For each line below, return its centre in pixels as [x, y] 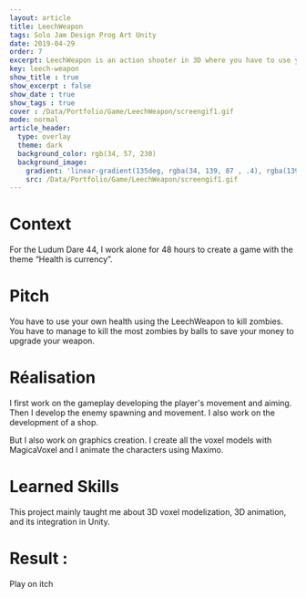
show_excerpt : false [51, 86]
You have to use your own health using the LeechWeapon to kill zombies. [147, 321]
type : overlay [44, 137]
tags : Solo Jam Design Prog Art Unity [83, 35]
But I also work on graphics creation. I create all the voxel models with [141, 440]
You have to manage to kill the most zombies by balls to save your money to [152, 331]
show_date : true [42, 94]
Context [41, 224]
